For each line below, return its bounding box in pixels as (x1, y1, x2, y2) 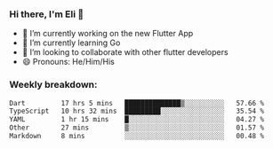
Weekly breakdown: (9, 79, 98, 91)
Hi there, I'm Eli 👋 (9, 8, 84, 20)
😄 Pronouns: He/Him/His (21, 57, 116, 67)
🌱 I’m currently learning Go (21, 37, 121, 48)
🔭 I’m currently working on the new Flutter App (21, 28, 194, 39)
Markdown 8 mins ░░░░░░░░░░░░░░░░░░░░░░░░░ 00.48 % (9, 132, 265, 141)
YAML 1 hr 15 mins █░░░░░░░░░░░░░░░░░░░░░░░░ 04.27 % (9, 115, 265, 124)
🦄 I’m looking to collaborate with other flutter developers (21, 47, 229, 58)
